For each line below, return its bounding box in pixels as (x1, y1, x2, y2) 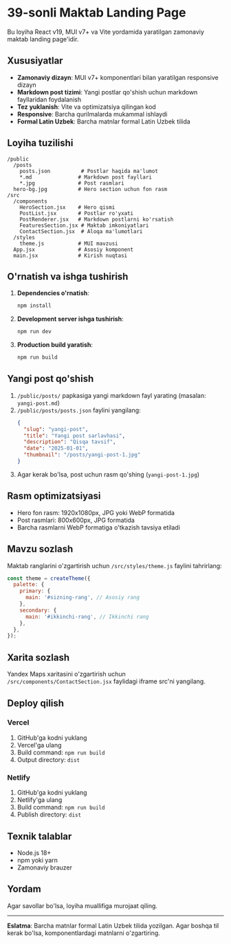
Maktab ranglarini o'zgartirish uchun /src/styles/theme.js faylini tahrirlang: (7, 561, 222, 570)
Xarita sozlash (7, 652, 70, 663)
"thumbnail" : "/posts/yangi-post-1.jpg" (23, 452, 141, 459)
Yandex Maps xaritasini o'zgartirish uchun (7, 670, 126, 679)
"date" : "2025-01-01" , (23, 445, 89, 452)
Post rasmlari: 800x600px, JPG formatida (16, 516, 135, 524)
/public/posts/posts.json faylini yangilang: (16, 405, 141, 414)
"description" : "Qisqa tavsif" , (23, 439, 116, 445)
